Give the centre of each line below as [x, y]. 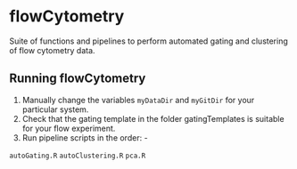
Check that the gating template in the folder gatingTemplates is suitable [153, 118]
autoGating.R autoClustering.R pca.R [78, 156]
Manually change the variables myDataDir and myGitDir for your [138, 100]
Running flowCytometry [78, 79]
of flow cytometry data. [52, 50]
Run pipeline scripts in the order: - [85, 137]
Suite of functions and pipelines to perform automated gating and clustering [148, 41]
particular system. [55, 109]
